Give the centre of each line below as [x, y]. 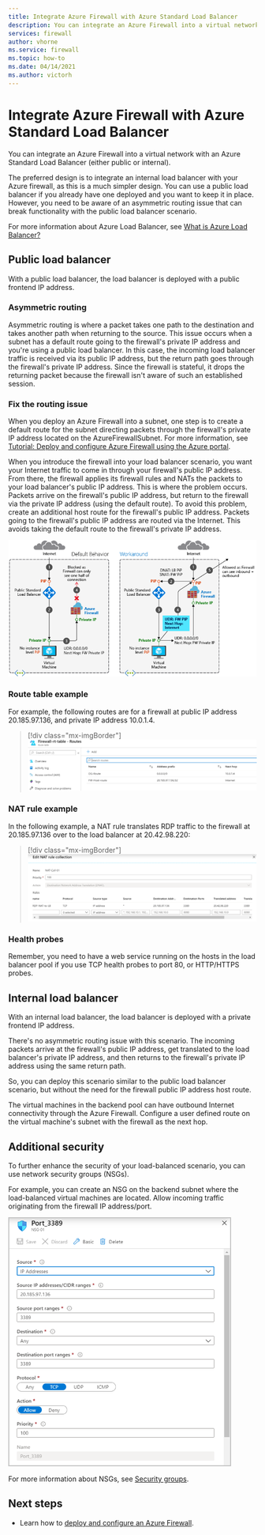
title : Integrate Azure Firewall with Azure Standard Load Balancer [123, 17]
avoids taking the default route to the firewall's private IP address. [115, 529]
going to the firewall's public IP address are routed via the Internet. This [124, 521]
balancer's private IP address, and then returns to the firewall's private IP [127, 1058]
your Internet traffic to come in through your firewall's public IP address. [125, 470]
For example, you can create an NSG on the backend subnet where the [123, 1190]
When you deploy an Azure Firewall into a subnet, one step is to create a [126, 421]
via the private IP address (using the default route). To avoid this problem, [128, 504]
